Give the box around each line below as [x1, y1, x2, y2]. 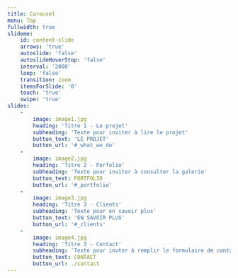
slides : [7, 103, 30, 110]
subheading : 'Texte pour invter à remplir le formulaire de [33, 247, 214, 255]
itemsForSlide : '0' [20, 83, 78, 90]
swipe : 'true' [20, 96, 62, 103]
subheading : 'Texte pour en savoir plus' [33, 208, 157, 215]
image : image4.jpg [33, 234, 87, 241]
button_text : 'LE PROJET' [33, 135, 110, 142]
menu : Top [7, 17, 37, 24]
